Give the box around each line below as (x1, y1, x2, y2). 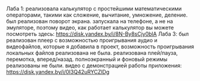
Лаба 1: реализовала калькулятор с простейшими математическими (6, 5, 182, 12)
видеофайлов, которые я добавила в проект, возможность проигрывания (6, 43, 195, 50)
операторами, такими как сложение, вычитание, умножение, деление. (6, 11, 188, 18)
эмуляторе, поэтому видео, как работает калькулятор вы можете (6, 24, 174, 31)
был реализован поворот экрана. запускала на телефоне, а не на (6, 18, 173, 24)
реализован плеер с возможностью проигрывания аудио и (6, 37, 158, 43)
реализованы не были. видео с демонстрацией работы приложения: (6, 62, 182, 69)
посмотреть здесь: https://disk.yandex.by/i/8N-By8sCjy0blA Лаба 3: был (6, 30, 189, 38)
